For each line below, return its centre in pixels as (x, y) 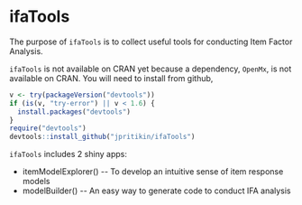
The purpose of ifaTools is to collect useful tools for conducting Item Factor (151, 42)
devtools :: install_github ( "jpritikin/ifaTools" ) (102, 137)
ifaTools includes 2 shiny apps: (69, 154)
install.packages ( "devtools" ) (74, 112)
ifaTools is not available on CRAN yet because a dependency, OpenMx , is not (151, 69)
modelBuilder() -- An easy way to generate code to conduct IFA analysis (156, 191)
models (36, 182)
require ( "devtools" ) (48, 128)
